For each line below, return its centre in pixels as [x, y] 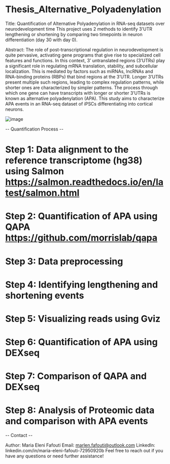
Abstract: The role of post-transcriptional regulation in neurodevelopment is [84, 49]
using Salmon [35, 171]
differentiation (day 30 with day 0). [41, 40]
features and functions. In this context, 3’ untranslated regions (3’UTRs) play [85, 60]
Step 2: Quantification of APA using [81, 216]
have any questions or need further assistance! [55, 456]
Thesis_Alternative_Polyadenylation [83, 9]
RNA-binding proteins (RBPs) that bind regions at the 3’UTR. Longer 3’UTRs [84, 76]
